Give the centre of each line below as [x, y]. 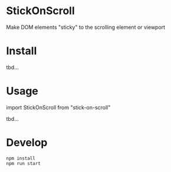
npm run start [24, 163]
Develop [27, 143]
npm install [21, 158]
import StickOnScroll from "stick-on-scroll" [58, 107]
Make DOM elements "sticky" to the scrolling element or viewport [86, 27]
